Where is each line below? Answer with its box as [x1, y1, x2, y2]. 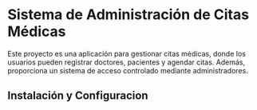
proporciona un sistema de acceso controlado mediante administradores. [7, 65, 248, 75]
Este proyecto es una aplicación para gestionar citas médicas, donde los [7, 49, 247, 58]
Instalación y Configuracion [7, 89, 148, 103]
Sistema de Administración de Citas [7, 6, 249, 24]
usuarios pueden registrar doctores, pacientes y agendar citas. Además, [7, 57, 245, 67]
